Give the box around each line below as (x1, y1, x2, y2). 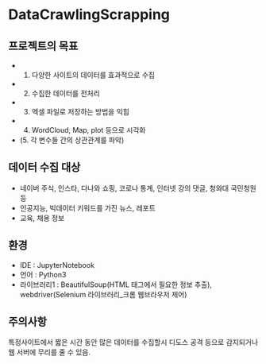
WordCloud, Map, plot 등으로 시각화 (31, 126, 146, 134)
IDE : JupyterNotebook (19, 260, 95, 269)
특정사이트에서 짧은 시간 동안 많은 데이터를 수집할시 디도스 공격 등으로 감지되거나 (8, 338, 259, 347)
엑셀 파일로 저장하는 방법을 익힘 (31, 107, 129, 116)
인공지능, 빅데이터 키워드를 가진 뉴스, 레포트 (19, 203, 156, 212)
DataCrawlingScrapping (8, 6, 171, 24)
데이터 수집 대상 (8, 161, 81, 174)
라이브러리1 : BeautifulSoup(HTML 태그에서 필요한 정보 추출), (19, 280, 213, 289)
